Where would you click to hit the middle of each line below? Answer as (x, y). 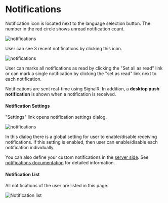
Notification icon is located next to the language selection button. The (78, 23)
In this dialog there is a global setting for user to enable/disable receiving (81, 137)
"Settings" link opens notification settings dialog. (56, 117)
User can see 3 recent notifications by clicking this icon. (64, 48)
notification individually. (30, 148)
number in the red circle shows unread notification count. (65, 28)
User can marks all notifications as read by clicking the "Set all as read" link (84, 68)
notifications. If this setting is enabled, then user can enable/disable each (81, 142)
